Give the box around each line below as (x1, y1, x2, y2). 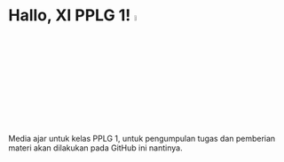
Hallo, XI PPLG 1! (8, 5, 131, 26)
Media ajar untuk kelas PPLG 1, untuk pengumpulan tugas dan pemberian (8, 134, 276, 144)
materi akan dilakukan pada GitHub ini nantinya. (8, 143, 183, 153)
